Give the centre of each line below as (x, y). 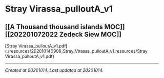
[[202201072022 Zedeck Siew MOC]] (63, 34)
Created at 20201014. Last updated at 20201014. (54, 70)
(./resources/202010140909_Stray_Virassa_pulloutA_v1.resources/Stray (76, 51)
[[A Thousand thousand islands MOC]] (65, 27)
